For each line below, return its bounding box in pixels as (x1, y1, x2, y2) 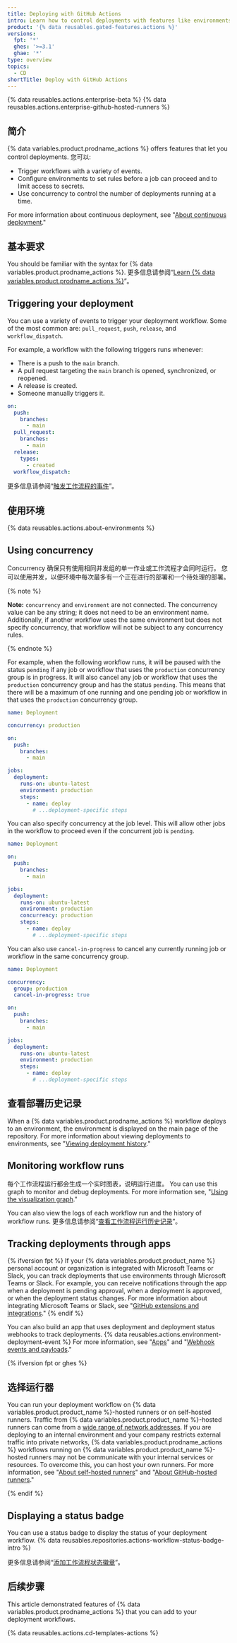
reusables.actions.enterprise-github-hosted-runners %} (7, 103, 171, 112)
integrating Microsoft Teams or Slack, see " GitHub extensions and (7, 1302, 200, 1310)
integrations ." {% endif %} (7, 1309, 84, 1318)
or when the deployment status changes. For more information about (7, 1294, 207, 1302)
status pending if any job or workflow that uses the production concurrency (7, 666, 226, 674)
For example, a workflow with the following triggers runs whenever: (7, 345, 203, 353)
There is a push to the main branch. (17, 358, 120, 367)
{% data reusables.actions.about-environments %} (7, 524, 155, 532)
